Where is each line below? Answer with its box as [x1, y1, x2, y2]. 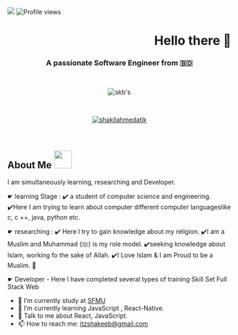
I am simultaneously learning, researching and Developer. [7, 178, 176, 187]
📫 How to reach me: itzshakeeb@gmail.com [17, 319, 148, 328]
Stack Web [7, 282, 39, 292]
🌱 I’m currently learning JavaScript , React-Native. [17, 304, 165, 313]
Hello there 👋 [153, 33, 232, 49]
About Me [7, 159, 52, 171]
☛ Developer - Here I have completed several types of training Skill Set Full [7, 275, 227, 284]
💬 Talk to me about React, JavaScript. [17, 311, 128, 320]
